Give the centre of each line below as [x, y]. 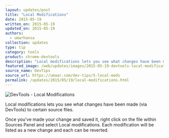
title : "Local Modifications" [37, 15]
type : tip [16, 47]
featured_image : [22, 66]
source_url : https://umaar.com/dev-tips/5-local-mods [63, 76]
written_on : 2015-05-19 [30, 24]
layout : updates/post [28, 10]
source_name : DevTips [28, 71]
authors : [14, 33]
